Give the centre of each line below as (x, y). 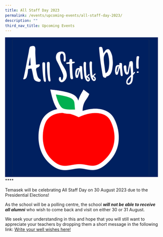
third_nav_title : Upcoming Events (40, 26)
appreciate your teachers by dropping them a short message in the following (81, 224)
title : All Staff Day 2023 (32, 10)
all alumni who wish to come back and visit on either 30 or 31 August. (75, 210)
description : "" (21, 20)
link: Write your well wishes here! (38, 229)
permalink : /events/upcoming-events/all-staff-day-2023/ (64, 15)
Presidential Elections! (27, 195)
